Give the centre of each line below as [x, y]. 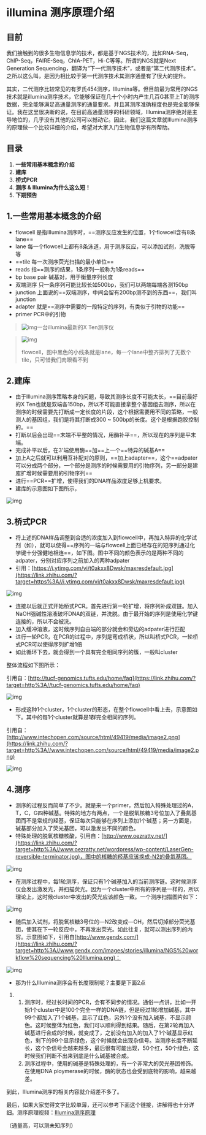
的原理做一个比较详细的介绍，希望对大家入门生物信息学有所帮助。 [90, 127]
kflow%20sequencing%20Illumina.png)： [68, 958]
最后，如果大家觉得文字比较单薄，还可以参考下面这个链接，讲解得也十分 [97, 1105]
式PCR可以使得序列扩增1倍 [49, 645]
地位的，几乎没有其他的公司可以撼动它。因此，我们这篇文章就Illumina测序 [105, 120]
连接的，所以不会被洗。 [45, 621]
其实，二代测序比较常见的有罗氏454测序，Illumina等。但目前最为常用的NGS [102, 89]
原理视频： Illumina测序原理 [62, 1112]
